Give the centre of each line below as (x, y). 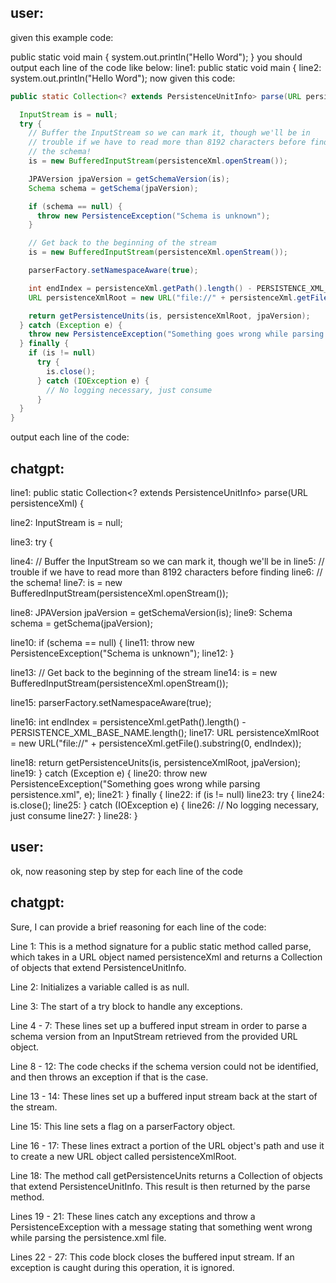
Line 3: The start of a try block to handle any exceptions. (126, 1006)
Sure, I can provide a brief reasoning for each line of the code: (138, 927)
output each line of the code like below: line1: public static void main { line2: (166, 67)
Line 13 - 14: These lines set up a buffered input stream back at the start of (164, 1096)
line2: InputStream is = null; (66, 522)
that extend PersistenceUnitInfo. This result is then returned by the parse (160, 1186)
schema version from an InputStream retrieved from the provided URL (154, 1036)
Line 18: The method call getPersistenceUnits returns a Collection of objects (166, 1175)
